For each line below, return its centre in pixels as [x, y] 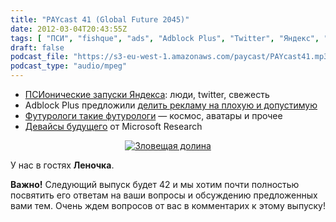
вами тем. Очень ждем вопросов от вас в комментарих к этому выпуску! [168, 205]
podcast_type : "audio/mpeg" [69, 66]
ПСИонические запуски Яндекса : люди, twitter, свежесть [147, 94]
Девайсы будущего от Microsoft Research [113, 126]
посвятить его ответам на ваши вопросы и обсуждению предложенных [164, 195]
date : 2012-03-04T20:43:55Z [69, 29]
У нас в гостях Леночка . [62, 165]
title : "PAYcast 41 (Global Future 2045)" [100, 19]
